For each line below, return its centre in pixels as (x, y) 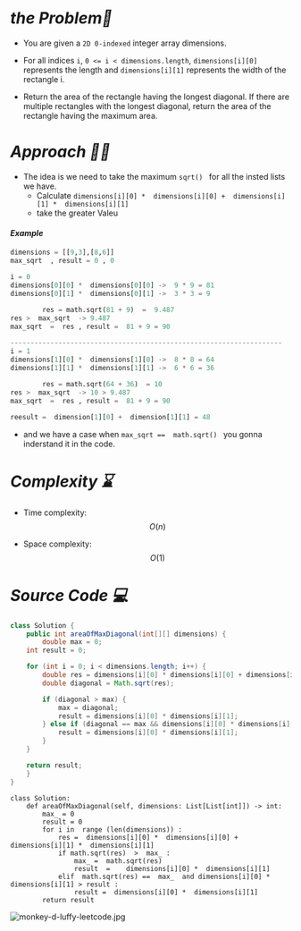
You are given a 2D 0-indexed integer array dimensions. (125, 43)
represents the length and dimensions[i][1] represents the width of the (155, 70)
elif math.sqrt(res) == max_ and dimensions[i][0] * (164, 876)
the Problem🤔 (61, 18)
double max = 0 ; (72, 642)
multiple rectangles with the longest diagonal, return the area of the (147, 106)
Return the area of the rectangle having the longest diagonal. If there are (156, 97)
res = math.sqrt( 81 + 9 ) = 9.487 (109, 310)
